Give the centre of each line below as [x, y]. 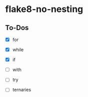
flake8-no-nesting [44, 9]
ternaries [22, 90]
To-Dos [17, 28]
